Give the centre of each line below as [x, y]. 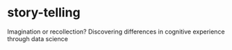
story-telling [44, 13]
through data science [38, 38]
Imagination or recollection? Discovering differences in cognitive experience [116, 32]
